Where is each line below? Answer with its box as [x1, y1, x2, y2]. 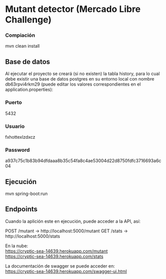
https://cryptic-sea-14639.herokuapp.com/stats [5, 253, 104, 259]
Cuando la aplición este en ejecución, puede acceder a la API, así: [5, 218, 141, 224]
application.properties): [5, 87, 53, 93]
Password [5, 146, 30, 153]
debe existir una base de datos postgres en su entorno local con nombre [5, 76, 155, 82]
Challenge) [5, 14, 52, 25]
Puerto [5, 99, 22, 106]
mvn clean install [5, 43, 40, 49]
